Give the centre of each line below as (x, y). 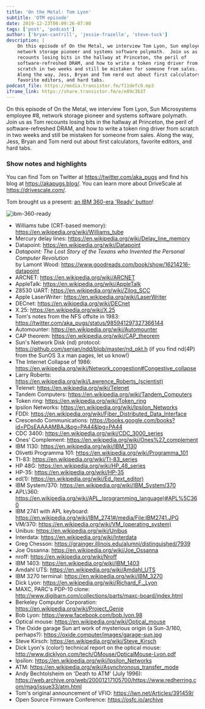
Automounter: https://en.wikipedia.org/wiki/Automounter (86, 329)
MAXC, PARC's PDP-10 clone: (52, 589)
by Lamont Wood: (37, 265)
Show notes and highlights (47, 164)
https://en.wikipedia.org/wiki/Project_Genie (69, 609)
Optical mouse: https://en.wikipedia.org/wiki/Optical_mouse (90, 622)
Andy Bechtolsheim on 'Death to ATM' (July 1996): (78, 674)
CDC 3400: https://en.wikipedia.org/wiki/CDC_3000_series (89, 433)
